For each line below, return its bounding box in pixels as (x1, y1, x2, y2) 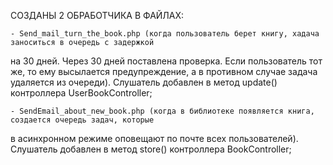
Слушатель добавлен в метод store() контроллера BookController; (10, 143, 292, 155)
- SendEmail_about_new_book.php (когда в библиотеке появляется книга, (10, 106, 315, 116)
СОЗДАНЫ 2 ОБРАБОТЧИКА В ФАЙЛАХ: (10, 10, 185, 21)
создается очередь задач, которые (10, 115, 155, 125)
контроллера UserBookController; (10, 87, 153, 99)
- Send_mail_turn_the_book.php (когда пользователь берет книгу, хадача (10, 29, 320, 39)
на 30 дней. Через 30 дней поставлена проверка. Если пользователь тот (10, 55, 323, 67)
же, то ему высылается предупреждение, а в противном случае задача (10, 66, 318, 77)
